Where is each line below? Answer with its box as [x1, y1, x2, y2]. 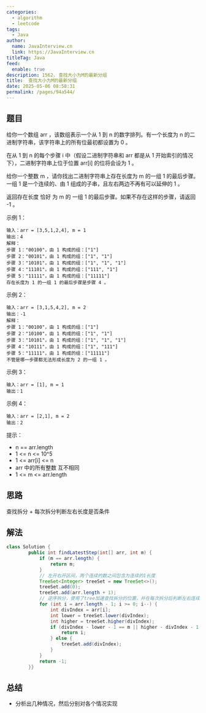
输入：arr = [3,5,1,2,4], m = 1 [6, 227, 86, 234]
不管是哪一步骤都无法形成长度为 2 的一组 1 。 [6, 356, 110, 363]
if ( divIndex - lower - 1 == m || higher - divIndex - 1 [50, 624, 199, 630]
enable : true [12, 66, 45, 73]
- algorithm [12, 15, 43, 21]
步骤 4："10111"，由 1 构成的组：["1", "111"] [6, 344, 118, 350]
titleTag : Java [6, 55, 45, 61]
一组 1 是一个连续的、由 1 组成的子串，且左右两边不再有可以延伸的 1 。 [6, 179, 183, 187]
